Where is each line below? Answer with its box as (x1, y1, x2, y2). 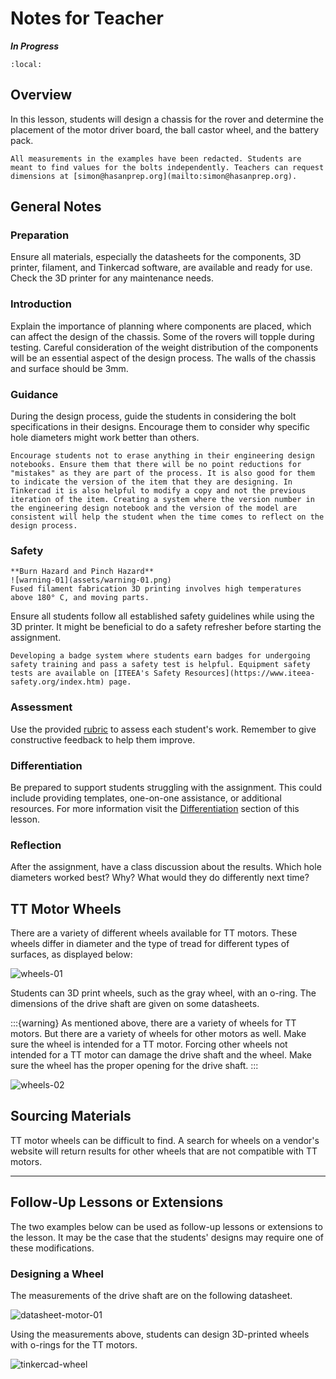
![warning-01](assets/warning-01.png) (10, 575, 172, 586)
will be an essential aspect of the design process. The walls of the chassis (10, 352, 317, 364)
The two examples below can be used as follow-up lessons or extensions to (10, 1220, 323, 1232)
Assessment (10, 700, 73, 714)
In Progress (10, 40, 60, 52)
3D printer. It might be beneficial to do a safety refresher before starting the (10, 621, 322, 633)
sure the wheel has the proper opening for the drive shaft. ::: (10, 1060, 259, 1072)
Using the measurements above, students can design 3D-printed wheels (10, 1328, 310, 1340)
